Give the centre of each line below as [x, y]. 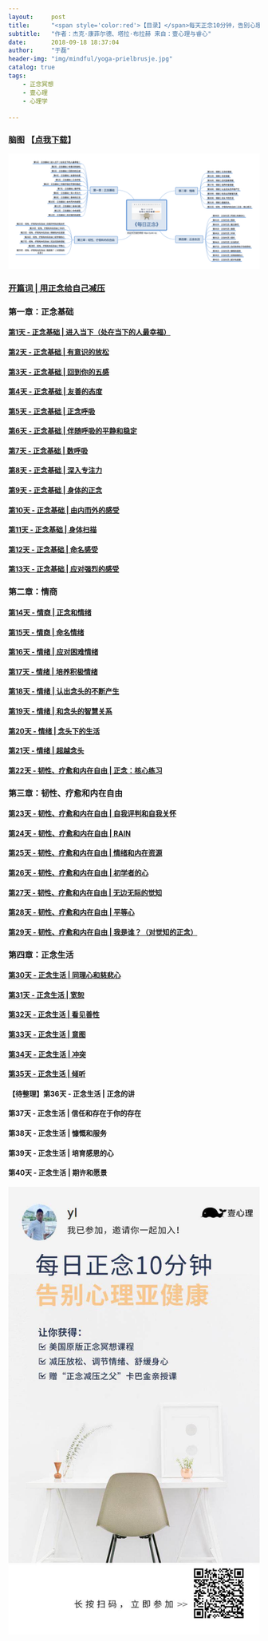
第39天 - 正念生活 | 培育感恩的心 [61, 1153]
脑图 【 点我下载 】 [42, 140]
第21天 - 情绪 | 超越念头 [46, 751]
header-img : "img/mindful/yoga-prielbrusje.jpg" [91, 59]
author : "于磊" [39, 51]
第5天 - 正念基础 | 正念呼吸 [52, 411]
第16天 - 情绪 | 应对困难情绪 [53, 652]
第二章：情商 [33, 592]
